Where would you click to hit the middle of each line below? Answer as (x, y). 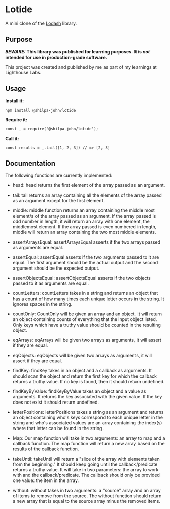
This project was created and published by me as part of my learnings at (81, 67)
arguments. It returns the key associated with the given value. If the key (87, 397)
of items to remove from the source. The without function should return (87, 496)
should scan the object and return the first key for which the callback (85, 376)
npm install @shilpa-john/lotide (41, 110)
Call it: (12, 138)
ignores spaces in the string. (42, 304)
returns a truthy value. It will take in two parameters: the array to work (86, 470)
